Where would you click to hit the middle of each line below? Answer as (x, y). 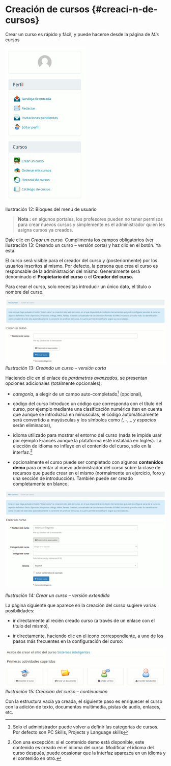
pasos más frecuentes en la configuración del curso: (68, 641)
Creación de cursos (48, 9)
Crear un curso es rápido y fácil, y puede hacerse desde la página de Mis (82, 34)
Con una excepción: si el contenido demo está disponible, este (78, 742)
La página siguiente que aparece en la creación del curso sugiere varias (81, 605)
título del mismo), (31, 626)
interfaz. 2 (23, 452)
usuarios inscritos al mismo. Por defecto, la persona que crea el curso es (82, 266)
